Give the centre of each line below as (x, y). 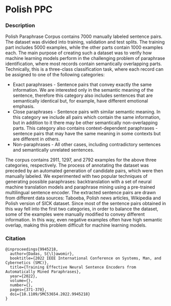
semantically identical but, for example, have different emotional (80, 101)
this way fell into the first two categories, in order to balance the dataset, (82, 209)
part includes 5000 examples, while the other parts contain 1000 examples (84, 48)
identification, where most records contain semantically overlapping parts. (84, 64)
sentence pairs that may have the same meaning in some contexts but (87, 134)
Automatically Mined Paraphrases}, (43, 272)
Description (20, 26)
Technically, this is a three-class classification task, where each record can (84, 69)
